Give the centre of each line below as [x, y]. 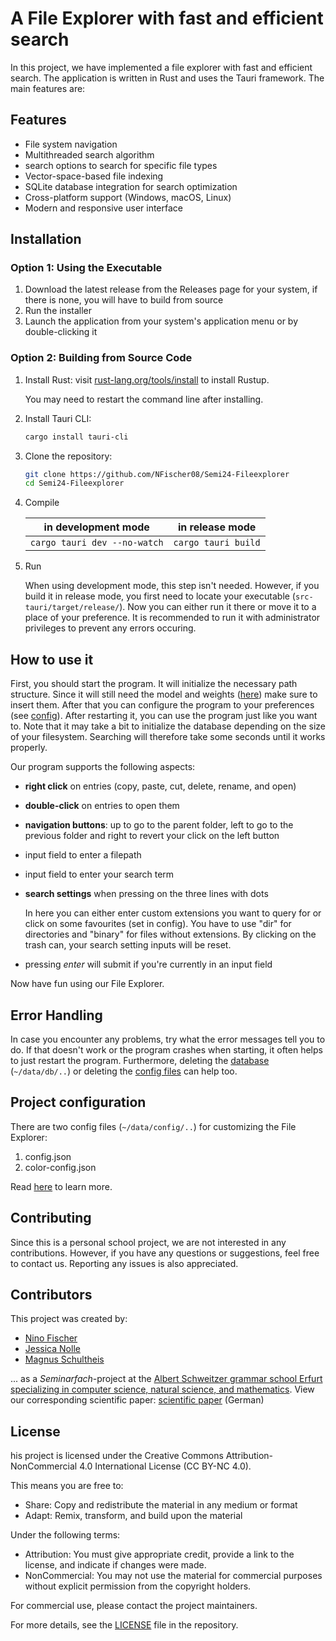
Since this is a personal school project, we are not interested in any [148, 1242]
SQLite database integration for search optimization [131, 186]
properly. [29, 748]
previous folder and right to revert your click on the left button [152, 836]
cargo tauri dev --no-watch [96, 543]
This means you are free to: [67, 1486]
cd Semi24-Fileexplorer [74, 483]
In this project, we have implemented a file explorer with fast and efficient [161, 67]
